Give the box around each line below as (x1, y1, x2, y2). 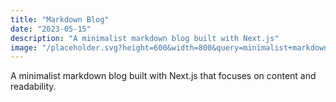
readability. (10, 81, 57, 93)
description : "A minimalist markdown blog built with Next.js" (10, 33, 280, 43)
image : (10, 42, 38, 53)
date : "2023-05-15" (10, 24, 92, 34)
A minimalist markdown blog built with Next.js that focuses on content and (10, 70, 317, 82)
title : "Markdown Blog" (10, 14, 110, 25)
